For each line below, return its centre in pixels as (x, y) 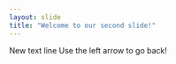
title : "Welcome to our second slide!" (83, 25)
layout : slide (35, 17)
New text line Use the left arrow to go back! (88, 50)
